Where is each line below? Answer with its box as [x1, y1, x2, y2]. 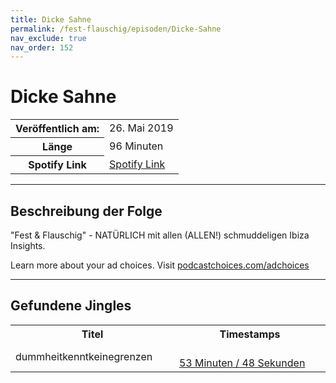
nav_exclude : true [10, 33, 87, 43]
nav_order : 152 [10, 42, 74, 53]
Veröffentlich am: [15, 122, 100, 136]
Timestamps [219, 327, 281, 341]
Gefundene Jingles [10, 297, 132, 315]
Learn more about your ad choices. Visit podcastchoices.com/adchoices [10, 259, 310, 271]
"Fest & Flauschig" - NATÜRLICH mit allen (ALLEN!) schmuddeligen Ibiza [10, 229, 310, 241]
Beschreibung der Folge [10, 202, 163, 220]
